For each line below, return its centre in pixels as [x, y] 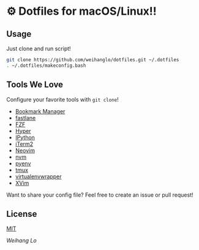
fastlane [25, 118]
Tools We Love [35, 85]
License [22, 214]
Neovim [25, 150]
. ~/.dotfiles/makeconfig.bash [46, 66]
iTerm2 [24, 144]
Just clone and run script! [39, 48]
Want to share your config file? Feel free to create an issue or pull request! [100, 195]
